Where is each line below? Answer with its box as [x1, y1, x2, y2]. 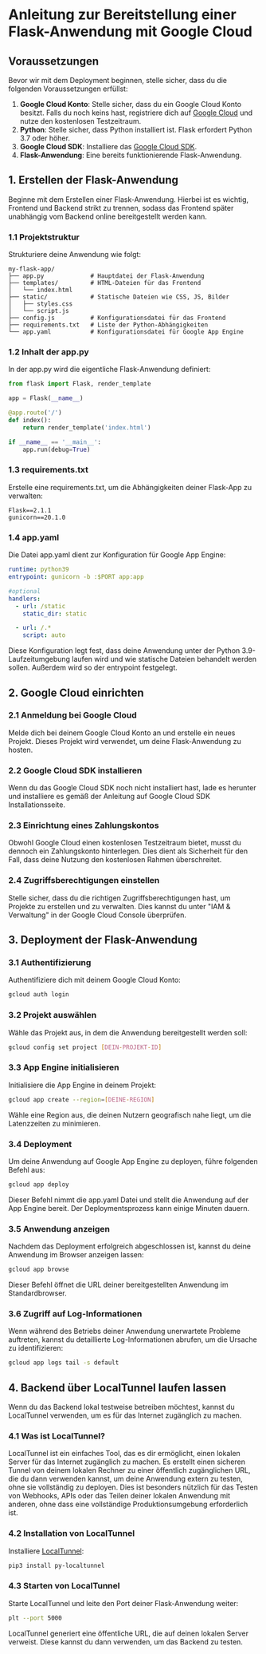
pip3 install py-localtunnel [8, 1561, 105, 1569]
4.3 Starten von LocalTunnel [8, 1581, 120, 1592]
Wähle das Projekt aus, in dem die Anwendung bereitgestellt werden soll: [8, 1027, 248, 1037]
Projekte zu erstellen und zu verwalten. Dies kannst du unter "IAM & [8, 901, 231, 911]
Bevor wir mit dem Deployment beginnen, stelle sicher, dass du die [8, 76, 228, 85]
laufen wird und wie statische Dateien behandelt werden [71, 655, 257, 664]
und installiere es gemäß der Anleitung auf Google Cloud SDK [8, 792, 211, 801]
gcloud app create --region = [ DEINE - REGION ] [8, 1095, 155, 1103]
